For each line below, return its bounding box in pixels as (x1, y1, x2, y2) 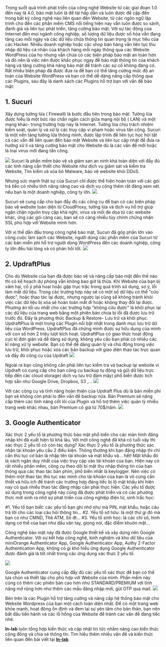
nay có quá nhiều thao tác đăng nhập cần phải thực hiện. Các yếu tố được (5, 484, 156, 490)
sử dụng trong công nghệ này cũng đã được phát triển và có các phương (5, 489, 153, 495)
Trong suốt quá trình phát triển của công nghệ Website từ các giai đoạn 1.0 (5, 5, 157, 10)
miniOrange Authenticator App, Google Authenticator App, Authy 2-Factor (5, 540, 156, 546)
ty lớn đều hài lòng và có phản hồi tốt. (5, 245, 82, 252)
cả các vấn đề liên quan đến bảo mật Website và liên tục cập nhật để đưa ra (5, 137, 160, 143)
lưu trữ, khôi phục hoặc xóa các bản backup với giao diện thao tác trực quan (5, 346, 161, 352)
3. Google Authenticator (5, 419, 81, 427)
